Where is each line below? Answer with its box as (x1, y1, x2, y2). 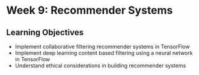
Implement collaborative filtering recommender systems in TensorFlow (14, 43, 191, 50)
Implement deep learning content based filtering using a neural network (14, 49, 193, 57)
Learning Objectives (6, 27, 84, 37)
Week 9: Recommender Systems (6, 4, 173, 17)
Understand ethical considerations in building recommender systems (14, 62, 186, 69)
